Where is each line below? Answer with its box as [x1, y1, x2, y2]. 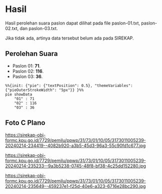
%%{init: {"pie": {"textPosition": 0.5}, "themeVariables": [5, 83, 133, 88]
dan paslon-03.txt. [19, 25, 58, 31]
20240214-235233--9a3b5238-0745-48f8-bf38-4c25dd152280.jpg [5, 162, 146, 168]
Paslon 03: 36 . [12, 73, 43, 79]
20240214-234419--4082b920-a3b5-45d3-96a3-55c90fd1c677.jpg [5, 142, 146, 148]
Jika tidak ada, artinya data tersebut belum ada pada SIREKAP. [5, 35, 134, 41]
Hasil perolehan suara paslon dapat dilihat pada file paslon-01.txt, [5, 20, 140, 26]
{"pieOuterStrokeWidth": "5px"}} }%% [5, 87, 84, 92]
